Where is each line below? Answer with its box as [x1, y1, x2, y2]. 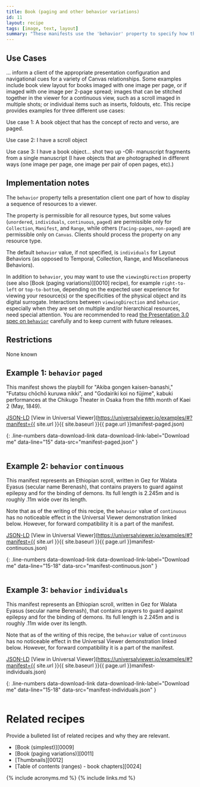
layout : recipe [6, 20, 44, 26]
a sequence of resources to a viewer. [6, 200, 97, 207]
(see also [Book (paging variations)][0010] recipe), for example [6, 279, 161, 287]
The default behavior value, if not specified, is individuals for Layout [6, 248, 176, 256]
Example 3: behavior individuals [6, 585, 129, 595]
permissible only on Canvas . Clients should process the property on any [6, 230, 181, 238]
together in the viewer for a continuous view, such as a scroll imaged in [6, 94, 180, 102]
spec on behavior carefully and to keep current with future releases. [6, 317, 173, 324]
